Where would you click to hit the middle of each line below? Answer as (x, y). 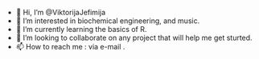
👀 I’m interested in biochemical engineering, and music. (108, 21)
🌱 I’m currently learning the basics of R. (81, 29)
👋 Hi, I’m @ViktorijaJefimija (61, 12)
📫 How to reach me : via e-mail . (70, 47)
